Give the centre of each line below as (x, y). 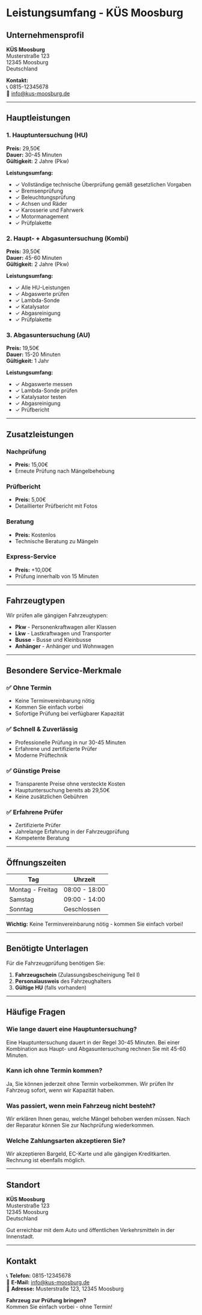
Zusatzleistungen (40, 434)
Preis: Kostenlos (35, 535)
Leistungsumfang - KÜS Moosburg (95, 13)
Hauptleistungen (38, 118)
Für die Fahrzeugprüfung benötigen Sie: (56, 963)
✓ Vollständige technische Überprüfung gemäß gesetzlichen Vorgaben (103, 184)
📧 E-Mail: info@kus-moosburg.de (48, 1283)
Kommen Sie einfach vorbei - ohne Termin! (59, 1307)
